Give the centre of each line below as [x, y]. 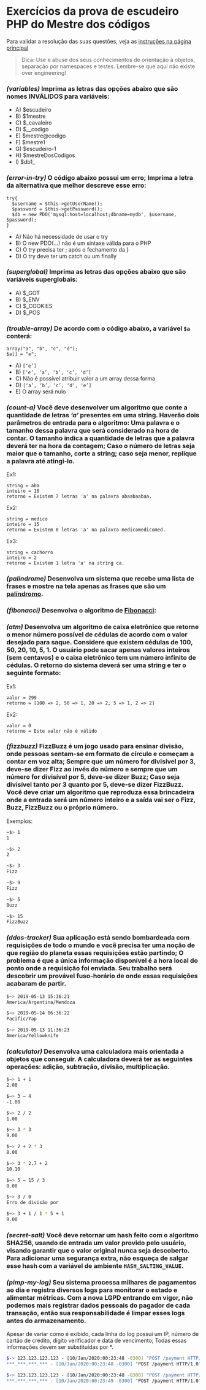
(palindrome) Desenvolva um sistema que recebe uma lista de [100, 579]
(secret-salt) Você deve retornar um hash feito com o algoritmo [103, 1235]
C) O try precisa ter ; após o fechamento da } [72, 249]
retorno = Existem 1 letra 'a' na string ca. [65, 563]
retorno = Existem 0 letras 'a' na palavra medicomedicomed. [86, 530]
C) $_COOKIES [34, 306]
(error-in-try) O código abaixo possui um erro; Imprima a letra [100, 178]
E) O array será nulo [40, 392]
